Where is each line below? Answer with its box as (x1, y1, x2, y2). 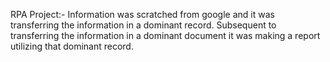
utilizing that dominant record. (10, 40, 134, 52)
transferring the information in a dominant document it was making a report (10, 30, 321, 41)
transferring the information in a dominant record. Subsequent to (10, 19, 277, 31)
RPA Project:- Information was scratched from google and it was (10, 9, 275, 20)
